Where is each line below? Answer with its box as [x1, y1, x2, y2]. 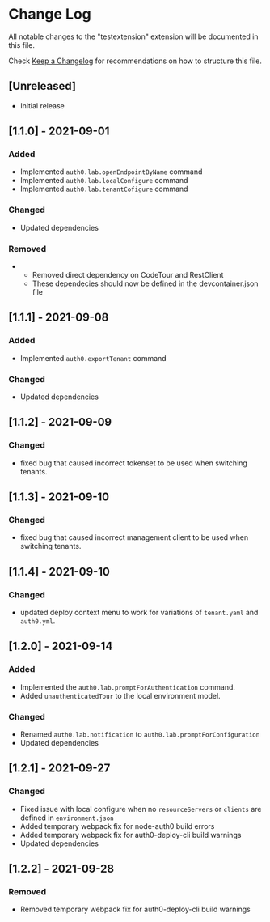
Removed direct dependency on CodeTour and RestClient [32, 270, 224, 280]
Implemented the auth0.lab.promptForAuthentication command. [19, 682, 236, 692]
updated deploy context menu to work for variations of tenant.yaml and [19, 608, 259, 618]
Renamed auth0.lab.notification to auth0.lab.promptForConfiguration [19, 729, 260, 739]
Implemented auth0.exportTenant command [19, 353, 167, 363]
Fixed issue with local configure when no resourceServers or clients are [19, 804, 262, 814]
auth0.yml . [19, 616, 56, 626]
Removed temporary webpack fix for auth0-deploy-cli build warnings [19, 904, 251, 915]
